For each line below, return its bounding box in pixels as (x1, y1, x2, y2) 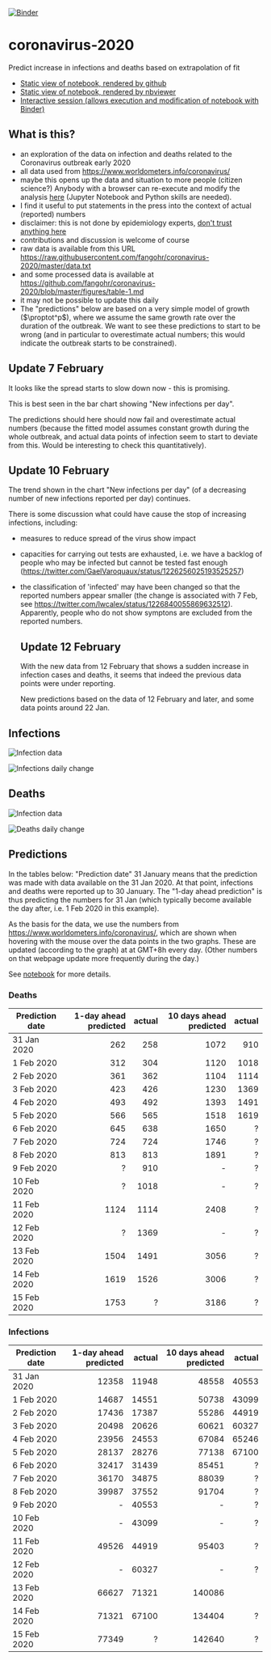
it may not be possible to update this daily (19, 295, 159, 305)
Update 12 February (19, 640, 121, 654)
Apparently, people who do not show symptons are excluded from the (19, 608, 252, 618)
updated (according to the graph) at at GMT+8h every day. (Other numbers (8, 945, 258, 955)
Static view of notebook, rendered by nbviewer (19, 87, 176, 96)
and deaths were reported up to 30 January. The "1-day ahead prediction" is (8, 886, 263, 896)
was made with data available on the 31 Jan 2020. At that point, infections (8, 878, 254, 887)
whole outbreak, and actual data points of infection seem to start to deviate (8, 431, 258, 441)
